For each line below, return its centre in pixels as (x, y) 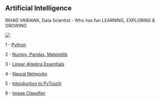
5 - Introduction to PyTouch (33, 83)
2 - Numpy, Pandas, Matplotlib (36, 54)
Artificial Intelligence (38, 8)
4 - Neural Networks (26, 73)
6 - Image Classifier (25, 93)
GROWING (16, 25)
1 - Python (16, 44)
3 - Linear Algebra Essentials (35, 64)
